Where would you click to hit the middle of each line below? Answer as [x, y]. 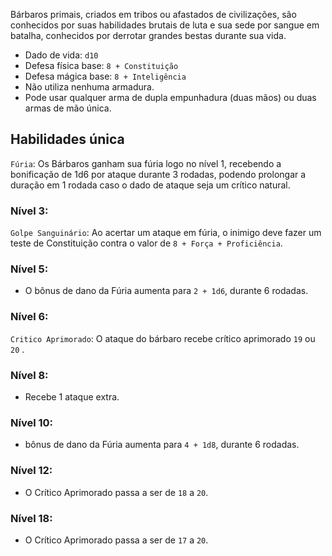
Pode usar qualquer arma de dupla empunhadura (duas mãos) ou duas [170, 97]
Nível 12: [31, 471]
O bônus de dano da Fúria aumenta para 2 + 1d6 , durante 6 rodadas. [166, 291]
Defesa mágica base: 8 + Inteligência [105, 76]
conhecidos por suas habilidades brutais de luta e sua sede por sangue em [165, 25]
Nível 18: [31, 518]
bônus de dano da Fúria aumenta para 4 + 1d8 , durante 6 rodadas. [162, 445]
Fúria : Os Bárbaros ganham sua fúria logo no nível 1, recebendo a [146, 163]
